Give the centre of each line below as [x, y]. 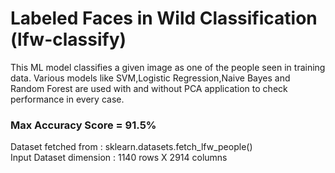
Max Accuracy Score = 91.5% [83, 125]
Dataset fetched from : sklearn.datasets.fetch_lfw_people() [131, 147]
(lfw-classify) [68, 39]
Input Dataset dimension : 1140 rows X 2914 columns [119, 158]
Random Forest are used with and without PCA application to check [149, 88]
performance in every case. [67, 99]
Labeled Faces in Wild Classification [164, 18]
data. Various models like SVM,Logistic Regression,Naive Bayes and [150, 78]
